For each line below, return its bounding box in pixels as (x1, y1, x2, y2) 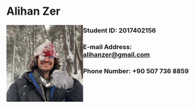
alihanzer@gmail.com (83, 50, 150, 59)
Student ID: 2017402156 (83, 26, 156, 35)
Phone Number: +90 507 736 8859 (83, 66, 189, 75)
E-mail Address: (83, 43, 132, 52)
